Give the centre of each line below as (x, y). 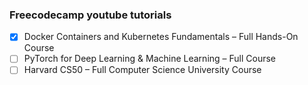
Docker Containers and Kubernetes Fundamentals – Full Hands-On (161, 37)
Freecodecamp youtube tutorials (90, 15)
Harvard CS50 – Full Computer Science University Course (142, 70)
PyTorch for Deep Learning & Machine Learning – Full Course (150, 59)
